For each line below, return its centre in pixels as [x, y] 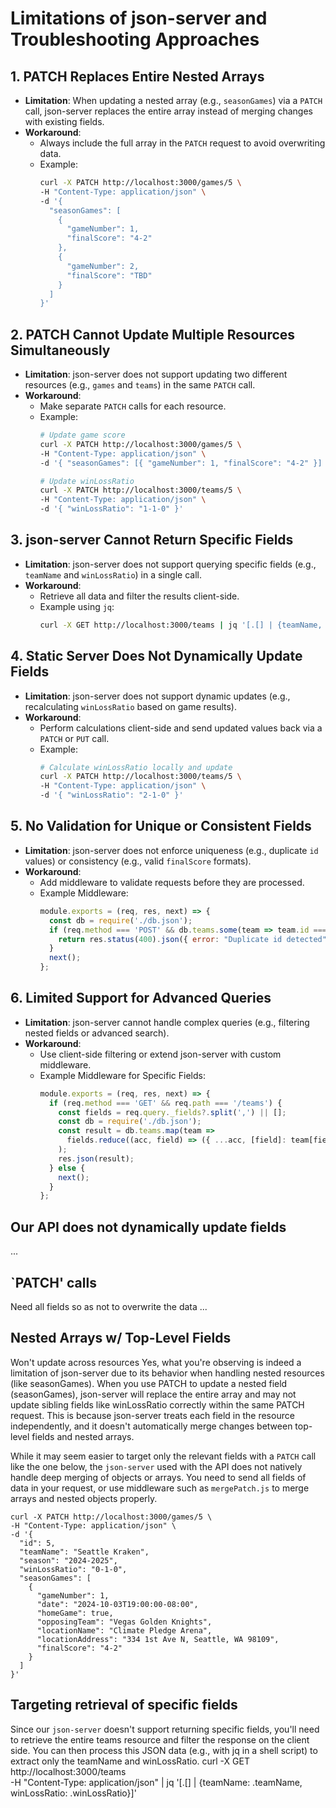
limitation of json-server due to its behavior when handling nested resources [167, 1373]
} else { [67, 1168]
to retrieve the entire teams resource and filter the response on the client [160, 1739]
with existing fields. [64, 121]
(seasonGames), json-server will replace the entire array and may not [153, 1394]
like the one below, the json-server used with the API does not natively [156, 1466]
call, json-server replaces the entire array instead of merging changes [168, 111]
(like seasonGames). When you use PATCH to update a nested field [149, 1383]
